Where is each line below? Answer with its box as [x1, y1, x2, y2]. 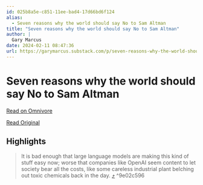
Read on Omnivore [6, 107, 53, 114]
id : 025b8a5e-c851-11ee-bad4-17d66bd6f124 [6, 8, 115, 15]
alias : [6, 15, 23, 21]
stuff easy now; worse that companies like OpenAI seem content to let [21, 158, 196, 166]
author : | [6, 31, 31, 37]
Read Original [6, 118, 40, 126]
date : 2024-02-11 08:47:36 [6, 43, 74, 49]
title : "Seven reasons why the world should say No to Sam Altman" [6, 25, 180, 32]
